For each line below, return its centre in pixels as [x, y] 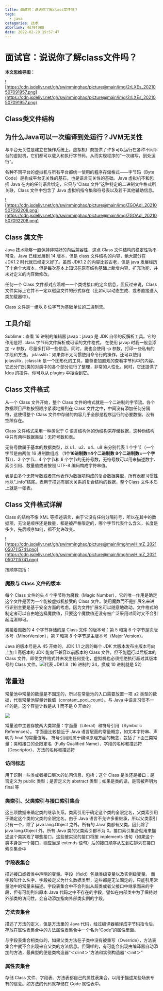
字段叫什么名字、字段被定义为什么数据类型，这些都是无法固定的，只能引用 [79, 880]
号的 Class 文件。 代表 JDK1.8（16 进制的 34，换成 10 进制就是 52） [75, 664]
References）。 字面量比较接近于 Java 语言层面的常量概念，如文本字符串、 [79, 731]
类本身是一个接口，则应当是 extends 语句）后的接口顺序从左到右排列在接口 [80, 843]
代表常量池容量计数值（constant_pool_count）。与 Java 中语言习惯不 [82, 700]
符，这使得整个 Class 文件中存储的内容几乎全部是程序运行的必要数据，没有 [80, 414]
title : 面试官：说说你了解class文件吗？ [42, 9]
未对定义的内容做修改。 [28, 274]
